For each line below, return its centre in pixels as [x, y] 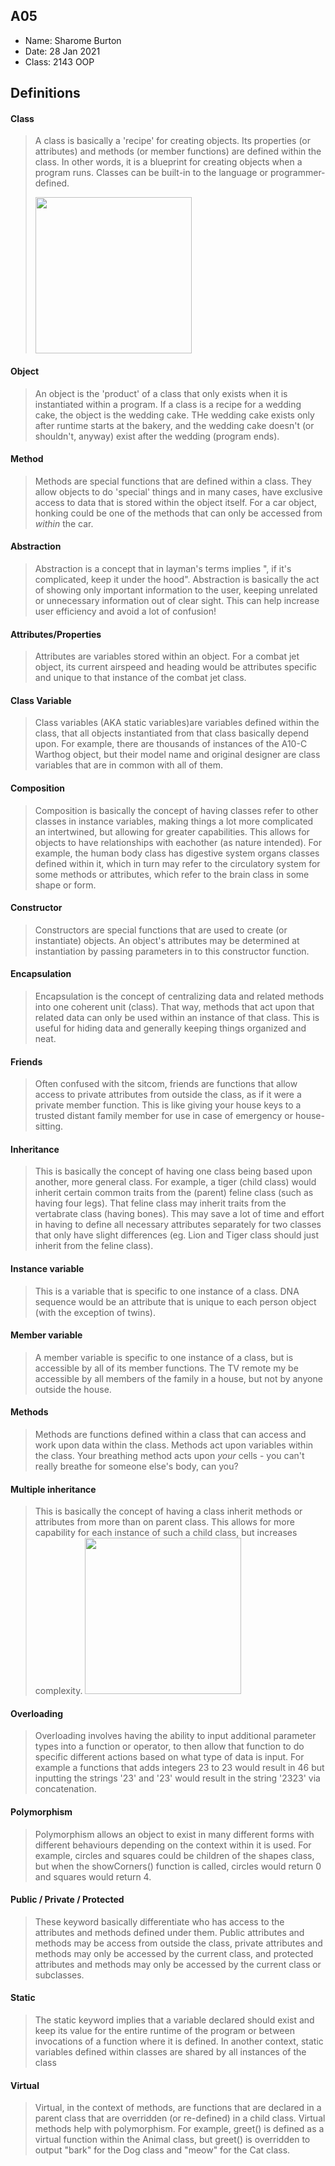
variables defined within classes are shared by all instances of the [170, 2052]
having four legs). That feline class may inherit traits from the [160, 1203]
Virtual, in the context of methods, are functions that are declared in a [178, 2108]
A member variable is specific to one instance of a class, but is [164, 1357]
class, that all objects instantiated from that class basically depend [172, 733]
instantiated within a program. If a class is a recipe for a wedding [168, 404]
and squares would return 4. [93, 1876]
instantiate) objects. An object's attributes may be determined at [167, 940]
